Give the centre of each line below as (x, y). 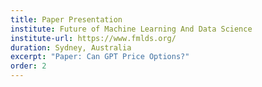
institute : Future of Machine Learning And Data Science (131, 29)
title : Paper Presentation (66, 19)
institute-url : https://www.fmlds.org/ (93, 38)
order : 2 (28, 66)
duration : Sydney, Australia (71, 47)
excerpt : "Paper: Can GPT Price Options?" (100, 57)
